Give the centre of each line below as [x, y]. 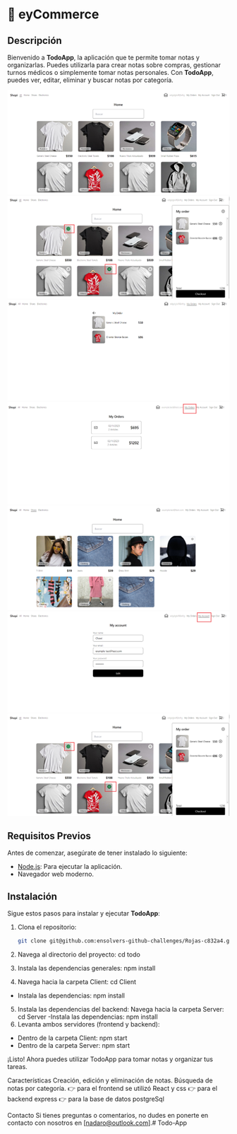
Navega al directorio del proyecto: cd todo [79, 954]
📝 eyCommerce [53, 14]
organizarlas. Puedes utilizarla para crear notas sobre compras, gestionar [114, 65]
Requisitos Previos [49, 836]
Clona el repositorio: [47, 927]
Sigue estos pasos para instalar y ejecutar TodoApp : [84, 913]
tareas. [18, 1066]
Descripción [35, 41]
